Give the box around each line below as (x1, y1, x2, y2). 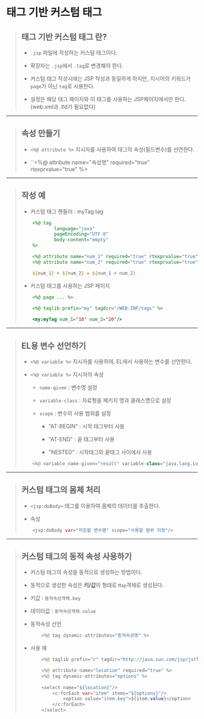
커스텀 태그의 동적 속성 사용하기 (21, 551, 132, 561)
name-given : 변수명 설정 (39, 383, 98, 391)
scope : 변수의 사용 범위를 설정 (39, 409, 111, 417)
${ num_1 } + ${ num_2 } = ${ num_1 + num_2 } (32, 270, 136, 276)
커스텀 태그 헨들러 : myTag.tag (30, 208, 104, 215)
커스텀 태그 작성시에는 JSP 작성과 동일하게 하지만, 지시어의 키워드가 (30, 75, 191, 82)
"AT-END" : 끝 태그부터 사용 (48, 435, 115, 442)
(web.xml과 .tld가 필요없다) (30, 103, 96, 110)
